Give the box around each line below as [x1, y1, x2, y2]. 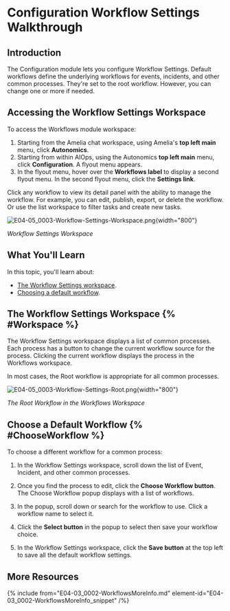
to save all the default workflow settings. [16, 551, 133, 559]
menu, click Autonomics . [16, 146, 89, 154]
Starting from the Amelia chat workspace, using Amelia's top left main [16, 138, 216, 146]
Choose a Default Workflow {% [7, 419, 143, 430]
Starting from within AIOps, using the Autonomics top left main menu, [16, 153, 215, 161]
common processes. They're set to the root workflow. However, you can [7, 80, 211, 87]
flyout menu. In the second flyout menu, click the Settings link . [16, 175, 196, 183]
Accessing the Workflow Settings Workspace [7, 107, 206, 118]
